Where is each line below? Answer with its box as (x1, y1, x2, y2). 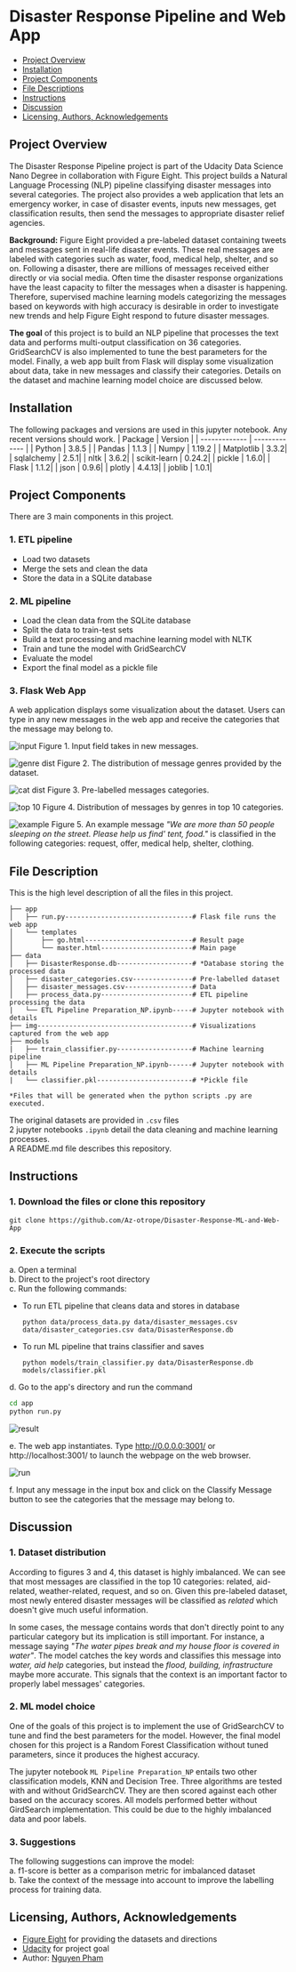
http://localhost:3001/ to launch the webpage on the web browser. (9, 1450, 252, 1461)
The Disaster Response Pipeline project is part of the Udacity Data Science (9, 160, 284, 171)
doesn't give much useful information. (9, 1604, 148, 1615)
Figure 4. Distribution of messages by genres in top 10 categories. (42, 802, 284, 813)
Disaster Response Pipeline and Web (9, 6, 286, 27)
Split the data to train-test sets (21, 624, 133, 635)
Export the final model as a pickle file (21, 662, 158, 672)
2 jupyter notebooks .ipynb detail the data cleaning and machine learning (9, 1124, 278, 1135)
